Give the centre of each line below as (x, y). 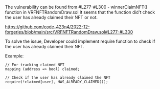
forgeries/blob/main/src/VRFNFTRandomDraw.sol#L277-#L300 (69, 32)
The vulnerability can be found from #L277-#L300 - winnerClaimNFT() (76, 7)
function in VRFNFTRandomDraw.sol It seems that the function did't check (80, 12)
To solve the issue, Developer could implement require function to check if (80, 41)
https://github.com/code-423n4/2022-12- (47, 27)
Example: (14, 56)
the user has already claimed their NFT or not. (51, 17)
